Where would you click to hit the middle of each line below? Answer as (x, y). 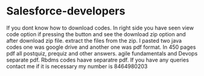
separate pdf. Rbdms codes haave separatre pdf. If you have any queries (98, 60)
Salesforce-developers (66, 11)
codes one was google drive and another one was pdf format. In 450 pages (101, 47)
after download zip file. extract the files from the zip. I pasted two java (94, 40)
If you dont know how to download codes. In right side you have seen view (100, 28)
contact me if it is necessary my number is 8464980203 (77, 66)
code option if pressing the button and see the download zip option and (96, 34)
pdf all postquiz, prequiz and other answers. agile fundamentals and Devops (102, 53)
